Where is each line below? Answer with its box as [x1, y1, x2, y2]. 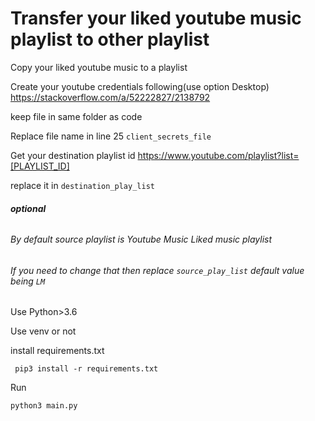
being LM [10, 275, 46, 287]
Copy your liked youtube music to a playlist [10, 61, 188, 73]
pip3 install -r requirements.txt [14, 364, 159, 374]
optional [10, 202, 47, 214]
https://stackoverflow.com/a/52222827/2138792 [10, 91, 211, 103]
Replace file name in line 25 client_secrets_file [10, 130, 212, 142]
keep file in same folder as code [10, 110, 143, 122]
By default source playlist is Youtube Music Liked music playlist [10, 233, 273, 246]
